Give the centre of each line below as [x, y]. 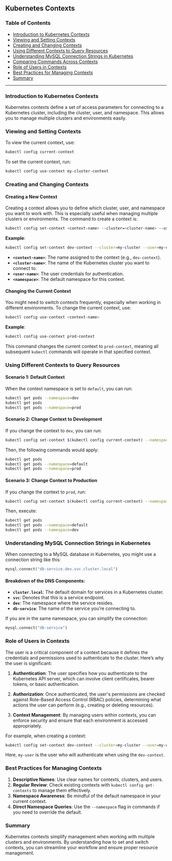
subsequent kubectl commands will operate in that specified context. [79, 352]
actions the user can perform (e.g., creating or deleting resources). [83, 705]
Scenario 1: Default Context [35, 377]
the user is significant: [29, 663]
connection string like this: [33, 560]
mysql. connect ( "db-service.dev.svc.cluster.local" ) [61, 569]
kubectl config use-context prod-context [50, 336]
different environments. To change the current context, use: [68, 308]
